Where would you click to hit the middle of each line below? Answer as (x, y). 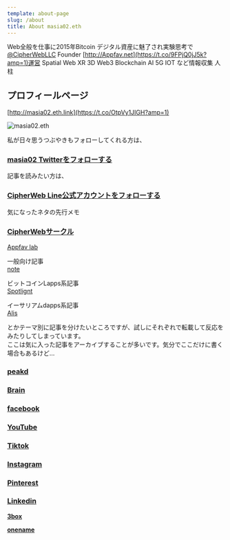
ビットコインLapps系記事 (43, 283)
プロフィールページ (48, 95)
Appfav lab (23, 247)
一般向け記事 (25, 261)
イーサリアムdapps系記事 (43, 305)
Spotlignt (20, 291)
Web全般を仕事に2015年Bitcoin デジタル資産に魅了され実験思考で (100, 47)
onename (21, 530)
